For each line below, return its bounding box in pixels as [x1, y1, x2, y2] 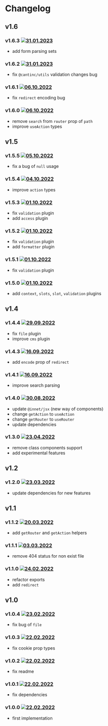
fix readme [12, 669, 34, 675]
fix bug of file [12, 622, 42, 628]
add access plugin [12, 215, 48, 221]
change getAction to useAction [12, 411, 75, 417]
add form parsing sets [12, 48, 57, 54]
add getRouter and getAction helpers [12, 530, 87, 536]
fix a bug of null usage [12, 164, 59, 169]
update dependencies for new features [12, 490, 91, 496]
